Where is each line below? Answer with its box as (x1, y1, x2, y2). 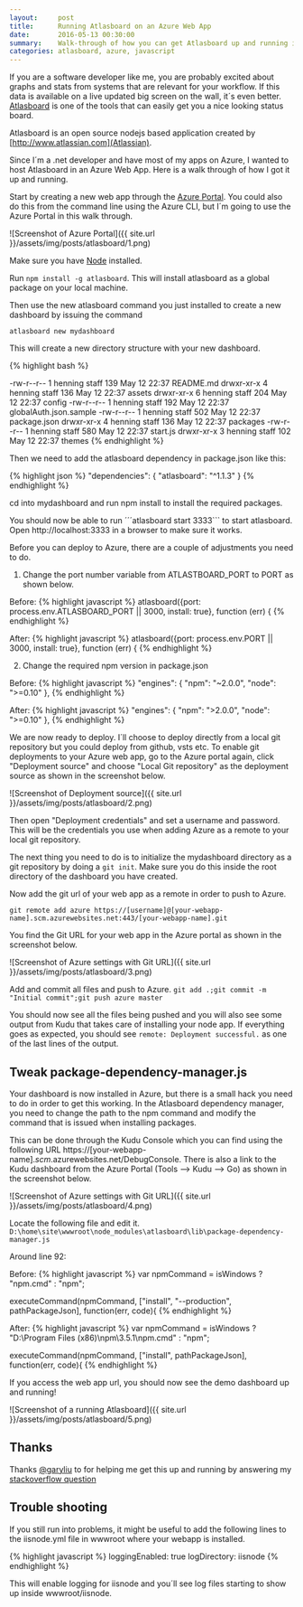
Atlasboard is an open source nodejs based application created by (9, 127, 256, 138)
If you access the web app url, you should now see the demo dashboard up (9, 1377, 290, 1387)
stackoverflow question (9, 1473, 96, 1484)
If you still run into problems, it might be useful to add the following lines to (9, 1524, 287, 1535)
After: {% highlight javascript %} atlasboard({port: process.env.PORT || (9, 634, 273, 644)
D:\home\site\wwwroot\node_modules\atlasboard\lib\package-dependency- (9, 1226, 284, 1236)
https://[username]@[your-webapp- (94, 906, 224, 916)
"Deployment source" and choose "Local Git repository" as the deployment (9, 761, 289, 772)
